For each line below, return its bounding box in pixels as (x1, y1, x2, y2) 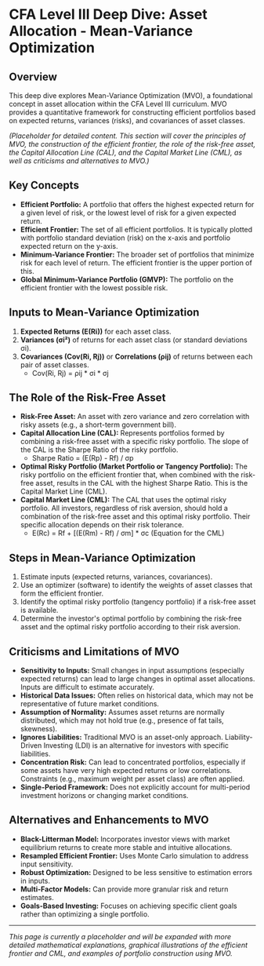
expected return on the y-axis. (20, 241, 118, 250)
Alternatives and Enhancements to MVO (9, 814, 209, 827)
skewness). (20, 724, 58, 734)
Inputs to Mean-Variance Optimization (9, 306, 200, 319)
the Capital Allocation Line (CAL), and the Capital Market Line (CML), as (9, 148, 243, 157)
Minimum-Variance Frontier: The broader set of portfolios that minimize (20, 250, 255, 259)
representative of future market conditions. (20, 699, 160, 709)
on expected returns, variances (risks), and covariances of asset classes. (9, 116, 245, 125)
